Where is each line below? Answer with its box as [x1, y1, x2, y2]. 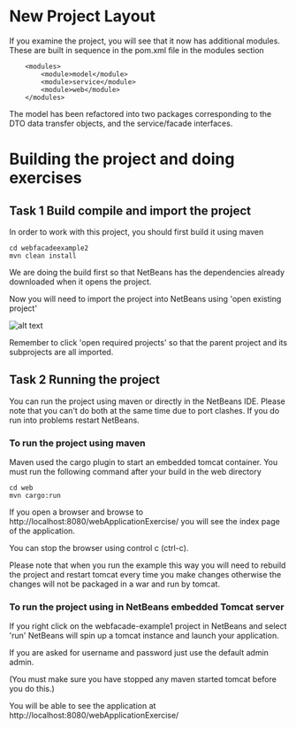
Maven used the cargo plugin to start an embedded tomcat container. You [9, 457, 278, 468]
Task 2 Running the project [9, 372, 161, 387]
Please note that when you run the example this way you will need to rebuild [9, 560, 286, 570]
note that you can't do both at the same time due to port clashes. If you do [9, 405, 280, 415]
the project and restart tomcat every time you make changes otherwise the [9, 570, 282, 580]
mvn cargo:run [9, 492, 62, 500]
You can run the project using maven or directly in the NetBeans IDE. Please [9, 396, 285, 407]
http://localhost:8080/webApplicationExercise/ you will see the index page [9, 516, 280, 527]
